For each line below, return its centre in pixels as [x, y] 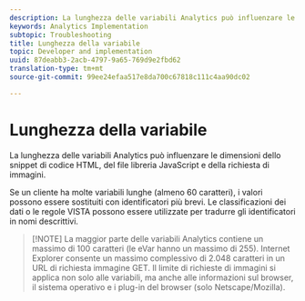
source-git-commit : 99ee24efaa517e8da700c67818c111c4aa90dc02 [130, 77]
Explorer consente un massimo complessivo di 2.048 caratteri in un [158, 258]
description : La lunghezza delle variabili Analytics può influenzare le [152, 18]
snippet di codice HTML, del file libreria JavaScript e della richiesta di [140, 165]
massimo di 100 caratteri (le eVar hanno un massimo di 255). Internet [161, 248]
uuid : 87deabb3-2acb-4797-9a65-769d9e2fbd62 [95, 60]
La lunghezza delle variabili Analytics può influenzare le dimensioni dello [145, 155]
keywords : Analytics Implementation [79, 26]
